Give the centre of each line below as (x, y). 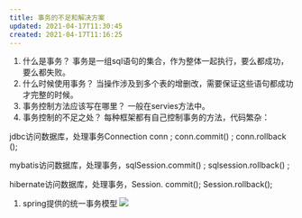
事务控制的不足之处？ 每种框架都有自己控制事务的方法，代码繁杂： (146, 117)
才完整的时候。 (50, 95)
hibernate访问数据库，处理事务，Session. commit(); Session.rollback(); (141, 185)
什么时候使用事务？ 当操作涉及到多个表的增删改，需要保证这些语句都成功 (158, 84)
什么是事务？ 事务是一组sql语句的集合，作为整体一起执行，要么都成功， (156, 61)
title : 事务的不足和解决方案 (57, 18)
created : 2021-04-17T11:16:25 (66, 34)
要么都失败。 (46, 72)
